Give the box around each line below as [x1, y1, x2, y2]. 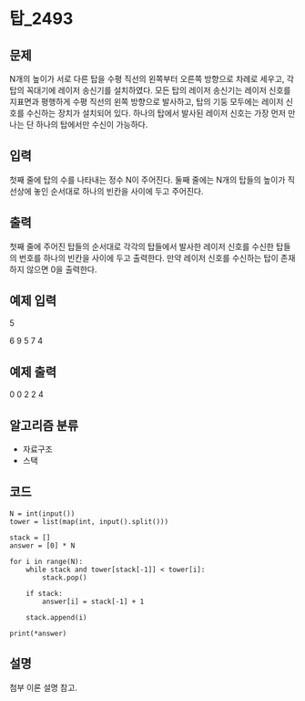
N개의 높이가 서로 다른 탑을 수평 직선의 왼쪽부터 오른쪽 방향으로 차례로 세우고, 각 [9, 74, 294, 84]
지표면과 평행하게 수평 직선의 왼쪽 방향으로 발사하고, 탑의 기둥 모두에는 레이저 [9, 97, 284, 107]
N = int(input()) [9, 508, 76, 518]
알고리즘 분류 [9, 417, 79, 434]
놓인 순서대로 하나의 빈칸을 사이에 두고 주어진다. [33, 185, 204, 196]
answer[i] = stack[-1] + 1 [42, 597, 145, 606]
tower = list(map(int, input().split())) [9, 517, 169, 526]
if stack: [25, 589, 64, 598]
